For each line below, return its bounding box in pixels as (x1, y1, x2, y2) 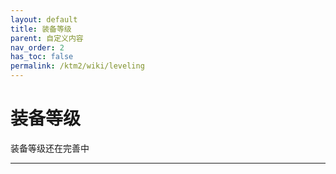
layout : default (10, 14, 78, 25)
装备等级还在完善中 (10, 142, 90, 154)
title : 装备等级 (10, 24, 72, 34)
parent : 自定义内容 (10, 33, 84, 43)
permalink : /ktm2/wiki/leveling (10, 61, 145, 71)
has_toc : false (10, 52, 74, 62)
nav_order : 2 (10, 42, 65, 53)
